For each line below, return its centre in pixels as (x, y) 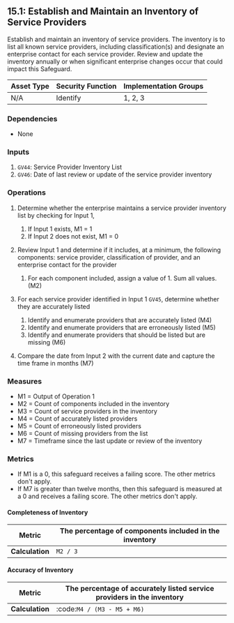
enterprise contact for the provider (67, 264)
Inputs (18, 152)
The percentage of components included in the (140, 531)
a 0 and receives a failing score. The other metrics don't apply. (107, 496)
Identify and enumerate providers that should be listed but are (116, 335)
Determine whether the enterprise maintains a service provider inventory (122, 208)
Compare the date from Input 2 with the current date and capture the (116, 356)
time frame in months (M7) (55, 363)
